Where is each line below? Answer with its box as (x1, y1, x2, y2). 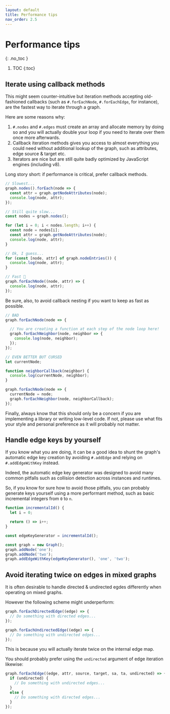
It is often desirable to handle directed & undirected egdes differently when (5, 584, 161, 590)
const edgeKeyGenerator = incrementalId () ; (5, 533, 99, 538)
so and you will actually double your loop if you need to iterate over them (12, 129, 165, 135)
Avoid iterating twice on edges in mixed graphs (5, 571, 157, 579)
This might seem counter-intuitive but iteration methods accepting (5, 93, 143, 99)
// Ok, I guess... (5, 251, 44, 256)
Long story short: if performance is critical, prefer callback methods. (5, 171, 148, 177)
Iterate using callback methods (5, 80, 105, 89)
